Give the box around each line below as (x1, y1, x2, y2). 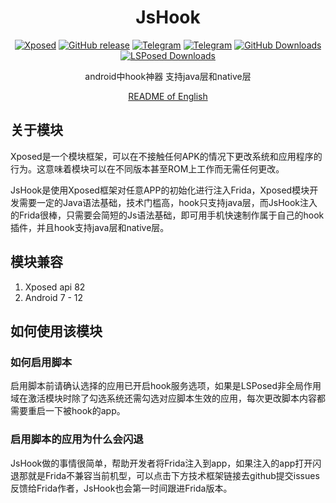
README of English (128, 90, 208, 102)
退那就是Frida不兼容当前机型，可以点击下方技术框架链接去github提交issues (10, 469, 320, 481)
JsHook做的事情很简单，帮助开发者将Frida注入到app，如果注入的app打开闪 (10, 457, 322, 469)
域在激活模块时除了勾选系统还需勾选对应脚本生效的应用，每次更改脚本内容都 (10, 392, 326, 405)
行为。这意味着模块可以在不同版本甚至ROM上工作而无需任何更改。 (10, 162, 285, 175)
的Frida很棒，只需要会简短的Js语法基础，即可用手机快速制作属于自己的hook (10, 209, 325, 221)
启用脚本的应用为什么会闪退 (10, 432, 144, 446)
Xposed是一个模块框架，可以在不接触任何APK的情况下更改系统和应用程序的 (10, 150, 323, 162)
